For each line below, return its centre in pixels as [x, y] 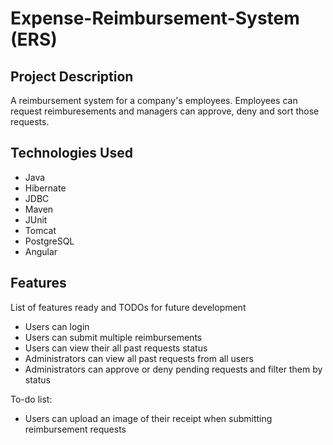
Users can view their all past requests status [116, 348]
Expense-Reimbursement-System [155, 18]
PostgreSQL [49, 241]
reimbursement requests [75, 429]
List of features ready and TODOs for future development [128, 307]
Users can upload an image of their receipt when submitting [148, 418]
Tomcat [40, 230]
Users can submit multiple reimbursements [113, 337]
